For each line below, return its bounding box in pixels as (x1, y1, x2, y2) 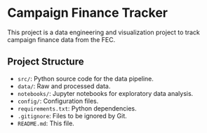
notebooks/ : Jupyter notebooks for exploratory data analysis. (17, 89, 194, 97)
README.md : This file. (17, 119, 75, 127)
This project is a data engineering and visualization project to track (7, 28, 200, 36)
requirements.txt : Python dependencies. (17, 104, 137, 113)
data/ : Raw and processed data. (17, 82, 111, 90)
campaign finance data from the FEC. (7, 35, 116, 43)
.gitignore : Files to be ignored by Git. (17, 111, 128, 120)
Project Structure (7, 56, 84, 68)
